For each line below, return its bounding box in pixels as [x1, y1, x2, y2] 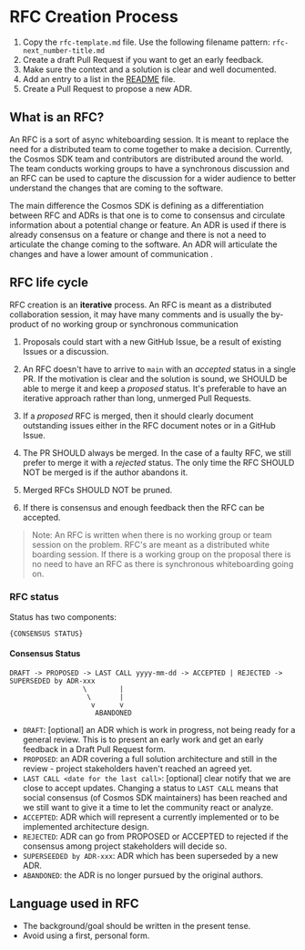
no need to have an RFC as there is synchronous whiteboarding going [31, 558, 294, 569]
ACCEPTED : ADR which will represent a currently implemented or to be [22, 811, 280, 822]
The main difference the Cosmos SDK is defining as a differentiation [9, 200, 264, 211]
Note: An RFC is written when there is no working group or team [31, 529, 272, 540]
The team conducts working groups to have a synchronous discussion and [9, 162, 290, 174]
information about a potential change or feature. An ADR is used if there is [9, 219, 287, 230]
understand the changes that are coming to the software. [9, 182, 224, 193]
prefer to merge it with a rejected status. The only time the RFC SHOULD [22, 457, 295, 468]
